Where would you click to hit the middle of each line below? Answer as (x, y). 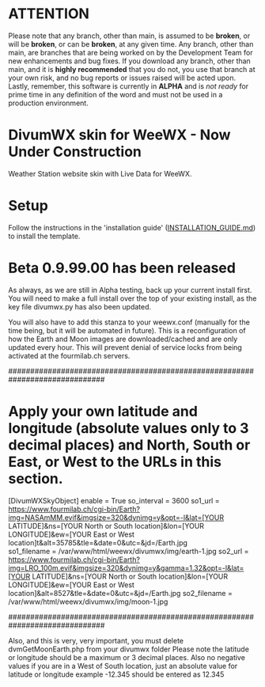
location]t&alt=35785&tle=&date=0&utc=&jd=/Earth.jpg (98, 542)
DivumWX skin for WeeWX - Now (119, 135)
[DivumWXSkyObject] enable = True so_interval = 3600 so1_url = (114, 500)
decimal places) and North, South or (129, 445)
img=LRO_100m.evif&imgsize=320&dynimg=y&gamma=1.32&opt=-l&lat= (126, 567)
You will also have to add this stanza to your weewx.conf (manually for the (129, 322)
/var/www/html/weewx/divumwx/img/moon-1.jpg (88, 602)
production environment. (48, 103)
